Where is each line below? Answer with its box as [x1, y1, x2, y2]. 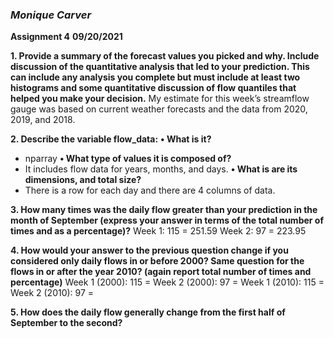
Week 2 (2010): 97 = [10, 287, 95, 299]
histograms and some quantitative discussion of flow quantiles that [10, 82, 297, 94]
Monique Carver [10, 8, 92, 22]
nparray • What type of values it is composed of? [24, 153, 232, 165]
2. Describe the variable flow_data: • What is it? [10, 133, 212, 145]
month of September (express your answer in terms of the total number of [10, 214, 324, 227]
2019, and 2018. [10, 114, 76, 126]
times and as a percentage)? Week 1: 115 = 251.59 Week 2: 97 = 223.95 [10, 225, 307, 237]
